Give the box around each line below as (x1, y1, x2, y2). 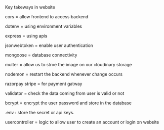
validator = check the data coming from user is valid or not (5, 90, 124, 96)
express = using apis (5, 33, 48, 39)
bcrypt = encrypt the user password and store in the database (5, 100, 132, 106)
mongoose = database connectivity (5, 52, 78, 58)
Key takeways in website (5, 4, 55, 10)
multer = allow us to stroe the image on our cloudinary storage (5, 62, 132, 67)
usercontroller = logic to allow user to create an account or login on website (5, 119, 159, 125)
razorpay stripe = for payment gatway (5, 81, 82, 87)
